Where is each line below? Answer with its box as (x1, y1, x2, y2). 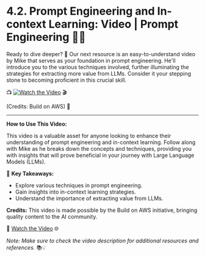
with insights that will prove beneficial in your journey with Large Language (6, 151, 195, 159)
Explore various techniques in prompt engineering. (15, 181, 143, 189)
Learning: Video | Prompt (48, 17, 179, 31)
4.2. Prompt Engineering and (6, 4, 155, 18)
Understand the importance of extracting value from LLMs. (15, 194, 164, 202)
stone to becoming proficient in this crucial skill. (6, 76, 127, 84)
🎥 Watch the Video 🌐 (6, 225, 59, 232)
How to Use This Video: (6, 120, 67, 128)
